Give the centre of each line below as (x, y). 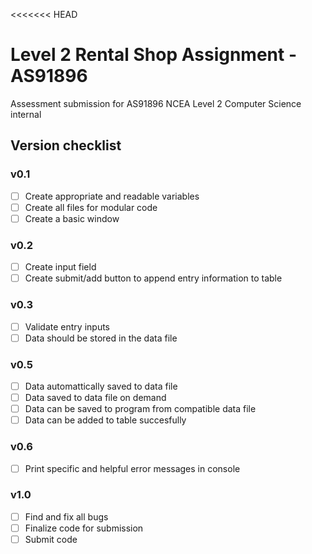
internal (26, 114)
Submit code (51, 539)
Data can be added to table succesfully (105, 420)
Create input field (60, 267)
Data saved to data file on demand (95, 398)
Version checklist (66, 145)
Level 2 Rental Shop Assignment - (154, 55)
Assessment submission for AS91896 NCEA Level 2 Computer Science (156, 103)
